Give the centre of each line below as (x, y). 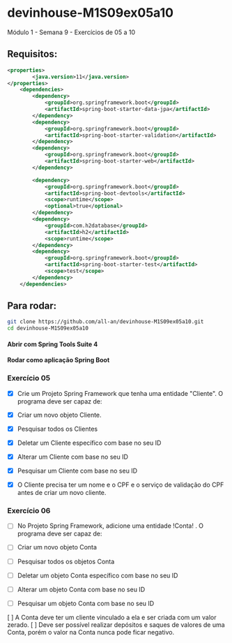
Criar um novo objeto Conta (57, 547)
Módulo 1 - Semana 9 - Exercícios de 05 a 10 (71, 32)
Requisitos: (32, 54)
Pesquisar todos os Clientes (57, 429)
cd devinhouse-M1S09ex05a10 (48, 328)
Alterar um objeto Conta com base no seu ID (81, 589)
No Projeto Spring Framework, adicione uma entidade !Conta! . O (110, 526)
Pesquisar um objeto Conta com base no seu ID (86, 603)
